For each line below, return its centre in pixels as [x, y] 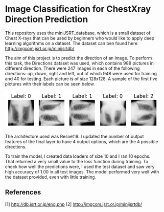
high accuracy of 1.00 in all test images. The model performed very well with [82, 171]
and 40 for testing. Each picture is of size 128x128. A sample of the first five [81, 79]
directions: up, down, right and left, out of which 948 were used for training [81, 73]
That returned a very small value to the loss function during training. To [77, 161]
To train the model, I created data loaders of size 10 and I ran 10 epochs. [78, 156]
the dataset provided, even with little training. [51, 177]
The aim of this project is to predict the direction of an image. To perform [79, 58]
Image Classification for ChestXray [78, 9]
